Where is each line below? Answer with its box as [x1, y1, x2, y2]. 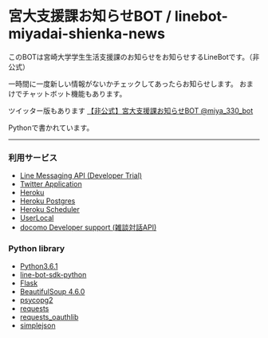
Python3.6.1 [19, 261, 58, 271]
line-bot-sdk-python [19, 269, 87, 279]
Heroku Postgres [19, 196, 76, 206]
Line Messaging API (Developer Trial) [19, 171, 142, 180]
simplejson [19, 320, 56, 330]
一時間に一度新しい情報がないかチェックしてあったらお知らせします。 [8, 79, 238, 88]
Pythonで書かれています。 [8, 123, 94, 132]
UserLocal [19, 213, 54, 223]
